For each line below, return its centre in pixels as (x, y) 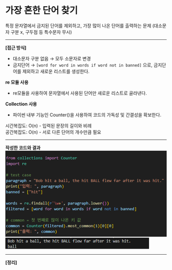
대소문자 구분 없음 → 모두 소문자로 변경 (52, 58)
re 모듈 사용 (17, 82)
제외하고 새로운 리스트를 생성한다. (56, 71)
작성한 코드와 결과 (23, 148)
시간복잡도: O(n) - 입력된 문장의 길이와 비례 (49, 125)
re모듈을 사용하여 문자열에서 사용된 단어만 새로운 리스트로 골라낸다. (80, 93)
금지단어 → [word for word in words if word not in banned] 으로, (82, 65)
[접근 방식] (16, 48)
